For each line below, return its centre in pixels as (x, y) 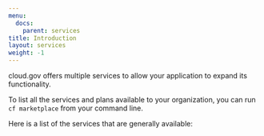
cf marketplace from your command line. (76, 108)
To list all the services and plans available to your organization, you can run (132, 100)
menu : (17, 16)
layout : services (37, 46)
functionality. (30, 84)
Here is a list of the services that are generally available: (101, 124)
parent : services (52, 30)
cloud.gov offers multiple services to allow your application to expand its (128, 76)
